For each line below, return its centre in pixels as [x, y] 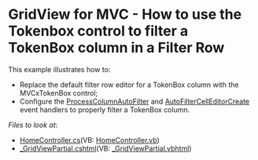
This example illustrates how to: [59, 69]
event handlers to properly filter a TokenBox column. [105, 109]
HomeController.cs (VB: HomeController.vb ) [89, 140]
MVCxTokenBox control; [59, 93]
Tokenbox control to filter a [98, 31]
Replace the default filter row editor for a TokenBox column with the [129, 85]
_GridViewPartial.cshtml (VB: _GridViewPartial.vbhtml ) [105, 148]
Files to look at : [33, 125]
